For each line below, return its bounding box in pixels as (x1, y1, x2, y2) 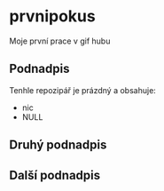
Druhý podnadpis (9, 138, 107, 153)
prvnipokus (9, 6, 96, 27)
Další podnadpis (9, 167, 101, 183)
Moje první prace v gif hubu (9, 36, 111, 46)
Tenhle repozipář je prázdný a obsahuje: (9, 84, 157, 95)
